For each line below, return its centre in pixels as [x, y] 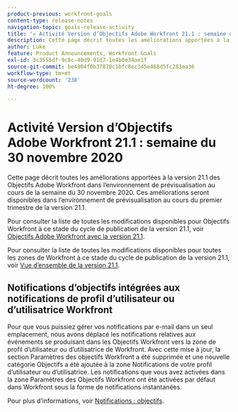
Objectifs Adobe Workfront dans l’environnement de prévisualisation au [112, 185]
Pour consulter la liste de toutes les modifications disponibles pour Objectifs [119, 221]
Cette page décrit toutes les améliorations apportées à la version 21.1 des [114, 177]
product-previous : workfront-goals [60, 14]
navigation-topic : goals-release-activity [71, 27]
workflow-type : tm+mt [39, 73]
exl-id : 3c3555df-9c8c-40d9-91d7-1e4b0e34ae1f [77, 60]
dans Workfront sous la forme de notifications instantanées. [95, 387]
